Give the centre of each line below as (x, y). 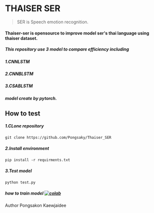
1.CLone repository (24, 126)
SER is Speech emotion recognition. (53, 22)
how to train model (24, 193)
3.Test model (18, 171)
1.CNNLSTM (17, 62)
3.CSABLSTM (19, 86)
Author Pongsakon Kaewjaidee (36, 205)
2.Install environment (27, 148)
